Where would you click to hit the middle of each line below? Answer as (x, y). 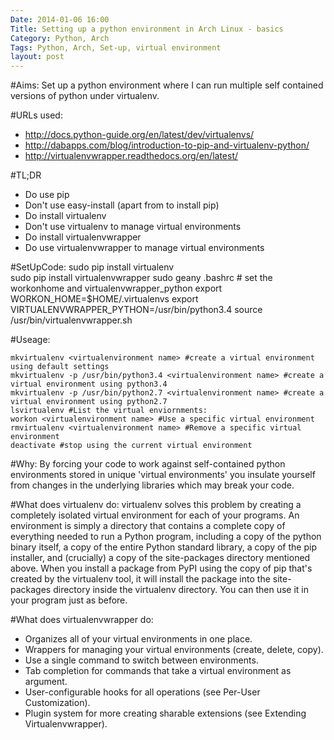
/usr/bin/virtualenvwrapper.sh (71, 320)
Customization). (57, 703)
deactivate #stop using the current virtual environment (131, 446)
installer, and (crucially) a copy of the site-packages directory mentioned (160, 558)
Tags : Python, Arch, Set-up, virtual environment (116, 47)
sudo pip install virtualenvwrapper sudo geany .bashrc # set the (141, 278)
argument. (46, 682)
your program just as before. (69, 600)
